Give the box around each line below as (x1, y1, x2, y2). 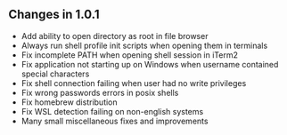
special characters (20, 68, 90, 79)
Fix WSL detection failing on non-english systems (20, 106, 204, 116)
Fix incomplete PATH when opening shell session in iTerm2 (20, 49, 238, 60)
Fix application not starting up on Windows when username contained (20, 59, 279, 69)
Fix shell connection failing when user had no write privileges (20, 77, 247, 88)
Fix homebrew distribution (20, 97, 118, 107)
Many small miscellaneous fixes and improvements (20, 115, 209, 126)
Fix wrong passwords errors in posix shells (20, 87, 179, 98)
